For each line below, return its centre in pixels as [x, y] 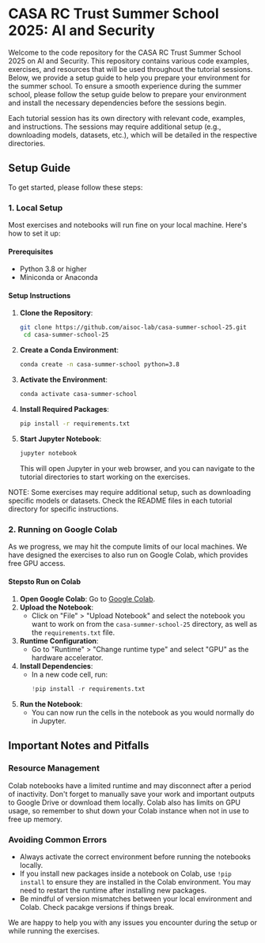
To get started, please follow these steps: [76, 187]
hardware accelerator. [67, 658]
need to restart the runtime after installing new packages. [113, 891]
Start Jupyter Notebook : [60, 439]
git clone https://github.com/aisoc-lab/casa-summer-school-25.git [133, 328]
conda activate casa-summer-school [78, 394]
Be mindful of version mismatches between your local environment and [136, 899]
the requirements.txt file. [73, 632]
